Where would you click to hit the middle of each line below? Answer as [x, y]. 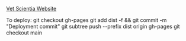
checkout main [24, 33]
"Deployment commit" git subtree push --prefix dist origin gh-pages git [93, 26]
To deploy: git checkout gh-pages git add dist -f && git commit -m [86, 20]
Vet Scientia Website [31, 9]
